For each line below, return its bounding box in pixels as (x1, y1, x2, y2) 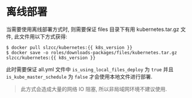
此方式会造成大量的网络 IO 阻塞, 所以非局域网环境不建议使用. (20, 85, 167, 92)
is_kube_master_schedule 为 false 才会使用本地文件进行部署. (6, 73, 153, 80)
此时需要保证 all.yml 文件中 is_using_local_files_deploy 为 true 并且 (6, 65, 174, 73)
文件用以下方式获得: (19, 33, 68, 40)
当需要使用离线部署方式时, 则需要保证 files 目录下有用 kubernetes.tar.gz (6, 26, 180, 33)
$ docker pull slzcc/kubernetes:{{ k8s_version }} (6, 44, 133, 50)
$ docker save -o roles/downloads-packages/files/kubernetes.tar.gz (6, 50, 177, 55)
